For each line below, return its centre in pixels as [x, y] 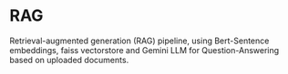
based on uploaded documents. [69, 60]
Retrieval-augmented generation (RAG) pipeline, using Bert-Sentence [139, 41]
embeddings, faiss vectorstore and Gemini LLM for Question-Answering [144, 50]
